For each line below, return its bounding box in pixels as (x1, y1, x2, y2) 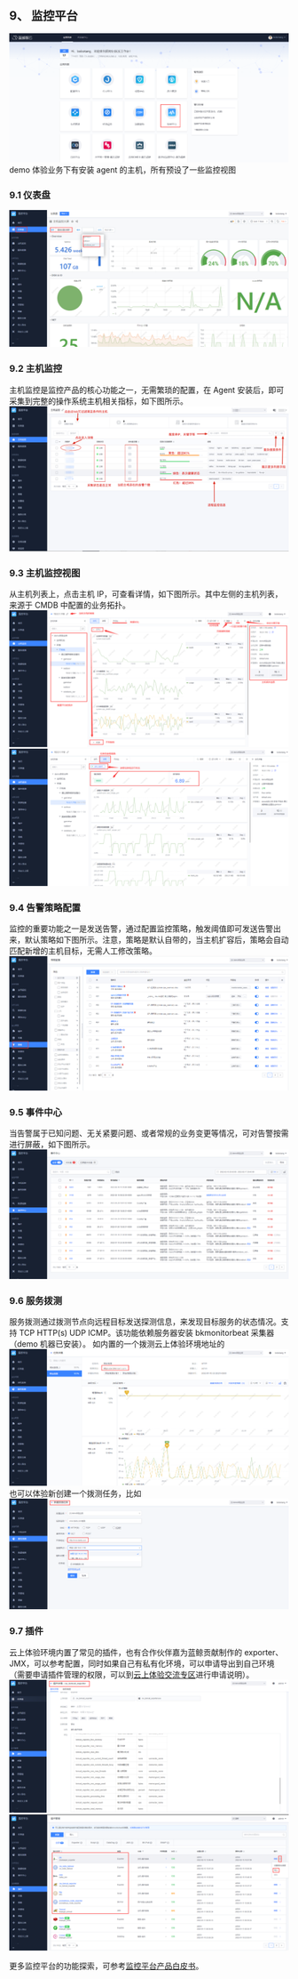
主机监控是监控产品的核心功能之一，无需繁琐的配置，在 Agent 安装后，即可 (9, 384, 285, 395)
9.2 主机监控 (9, 363, 63, 375)
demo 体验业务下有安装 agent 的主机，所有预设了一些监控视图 (9, 164, 237, 175)
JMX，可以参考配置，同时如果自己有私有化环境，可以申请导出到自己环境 (9, 1658, 275, 1669)
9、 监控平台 (9, 8, 78, 24)
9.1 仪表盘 (9, 189, 51, 201)
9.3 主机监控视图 (9, 567, 81, 579)
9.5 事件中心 (9, 1106, 62, 1118)
